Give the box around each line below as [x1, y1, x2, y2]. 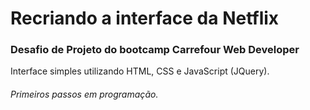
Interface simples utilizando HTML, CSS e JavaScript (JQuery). [10, 65, 270, 77]
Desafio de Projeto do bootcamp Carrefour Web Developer [10, 43, 300, 57]
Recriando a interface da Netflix [10, 7, 280, 30]
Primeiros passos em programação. [10, 88, 159, 101]
